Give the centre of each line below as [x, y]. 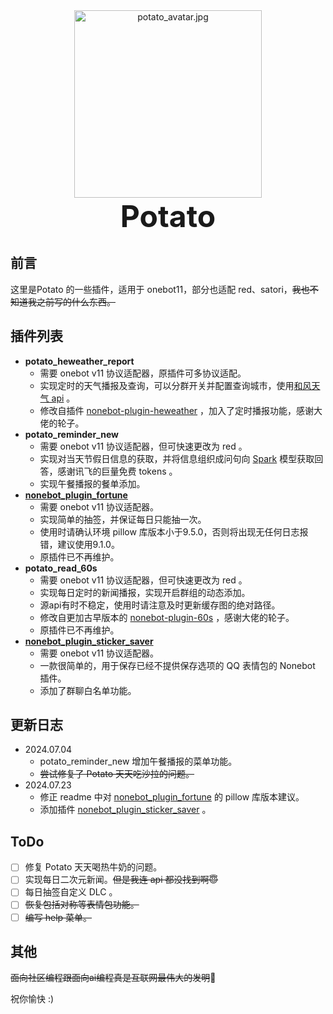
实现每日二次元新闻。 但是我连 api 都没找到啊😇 [121, 880]
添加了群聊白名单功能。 [88, 690]
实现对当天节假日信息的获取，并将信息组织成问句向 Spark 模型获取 [177, 458]
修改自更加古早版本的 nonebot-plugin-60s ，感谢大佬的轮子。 [167, 617]
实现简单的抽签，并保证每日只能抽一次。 [123, 519]
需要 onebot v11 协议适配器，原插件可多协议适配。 [143, 373]
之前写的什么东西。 [76, 301]
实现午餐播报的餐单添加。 [92, 483]
